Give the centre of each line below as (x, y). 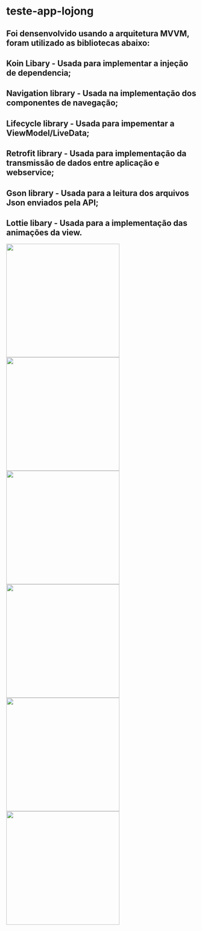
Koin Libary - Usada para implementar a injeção (97, 63)
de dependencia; (39, 73)
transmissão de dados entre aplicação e (83, 163)
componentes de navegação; (62, 103)
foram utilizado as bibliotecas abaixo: (78, 43)
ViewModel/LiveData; (48, 133)
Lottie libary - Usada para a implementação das (97, 223)
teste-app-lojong (50, 11)
